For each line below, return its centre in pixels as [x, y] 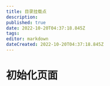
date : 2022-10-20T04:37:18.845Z [46, 28]
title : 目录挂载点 [26, 11]
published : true [26, 22]
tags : [13, 34]
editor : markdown [27, 39]
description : [22, 17]
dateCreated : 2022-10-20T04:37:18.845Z [55, 45]
